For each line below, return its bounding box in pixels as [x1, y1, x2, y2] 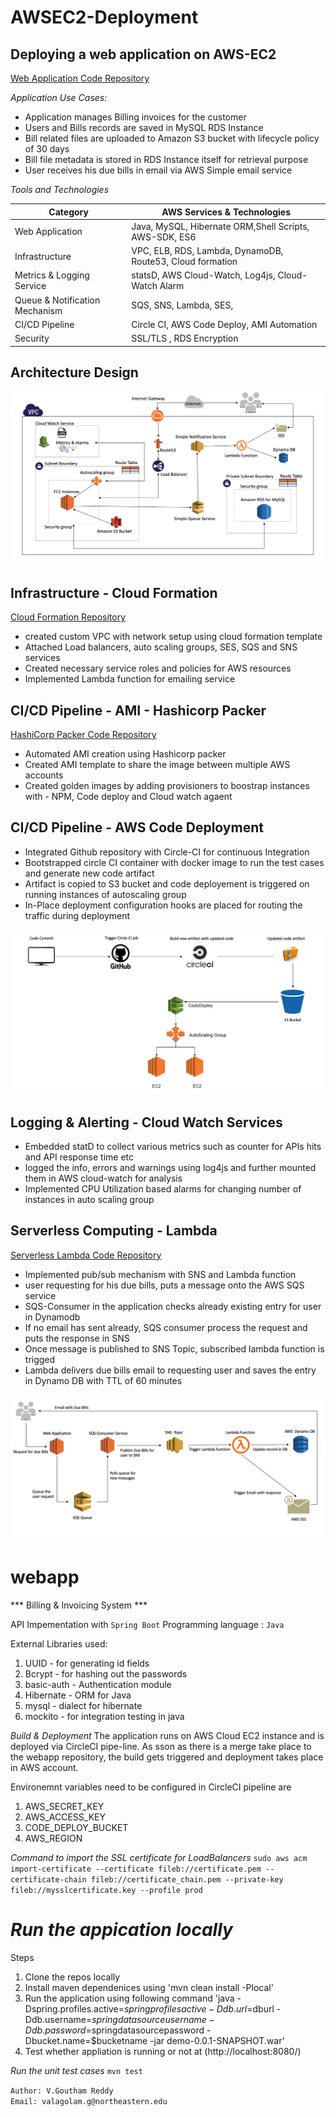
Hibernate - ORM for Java [24, 1689, 132, 1701]
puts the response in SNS [24, 1332, 130, 1344]
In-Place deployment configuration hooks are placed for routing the [24, 899, 303, 911]
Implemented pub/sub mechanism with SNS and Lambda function [24, 1268, 297, 1280]
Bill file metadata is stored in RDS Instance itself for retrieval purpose [24, 154, 309, 165]
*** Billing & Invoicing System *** [10, 1599, 148, 1611]
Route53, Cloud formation [131, 256, 238, 267]
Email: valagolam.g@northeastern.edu [10, 2096, 168, 2106]
